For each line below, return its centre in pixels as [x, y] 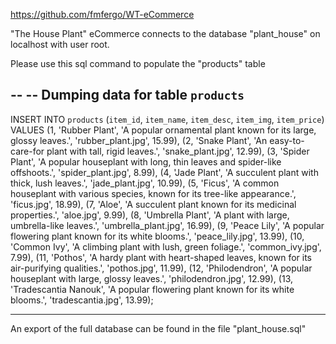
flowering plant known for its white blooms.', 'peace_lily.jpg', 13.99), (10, [157, 236]
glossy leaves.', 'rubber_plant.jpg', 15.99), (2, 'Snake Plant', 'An [139, 140]
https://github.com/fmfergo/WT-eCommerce [102, 14]
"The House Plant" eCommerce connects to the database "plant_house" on [165, 33]
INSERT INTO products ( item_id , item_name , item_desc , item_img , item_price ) [167, 119]
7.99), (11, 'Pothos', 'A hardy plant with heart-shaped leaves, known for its [161, 257]
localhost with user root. [60, 44]
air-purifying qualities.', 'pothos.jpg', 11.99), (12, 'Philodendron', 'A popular [161, 268]
